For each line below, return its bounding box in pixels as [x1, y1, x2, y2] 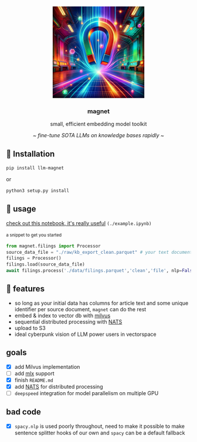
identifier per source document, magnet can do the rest [14, 305, 147, 312]
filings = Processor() [6, 256, 62, 261]
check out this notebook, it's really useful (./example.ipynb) [6, 219, 152, 226]
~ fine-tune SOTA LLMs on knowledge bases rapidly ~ [33, 132, 164, 139]
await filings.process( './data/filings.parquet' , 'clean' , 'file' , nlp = [6, 268, 182, 274]
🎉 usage [6, 204, 36, 214]
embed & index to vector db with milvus [14, 312, 111, 319]
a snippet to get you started [6, 232, 62, 238]
